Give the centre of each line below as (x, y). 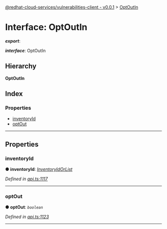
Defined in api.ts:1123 (27, 217)
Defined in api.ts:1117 (27, 179)
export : (13, 41)
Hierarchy (21, 66)
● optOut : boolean (24, 207)
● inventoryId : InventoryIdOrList (39, 169)
